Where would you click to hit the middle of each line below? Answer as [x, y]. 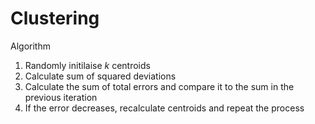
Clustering [55, 18]
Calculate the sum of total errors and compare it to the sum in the [159, 86]
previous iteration [61, 97]
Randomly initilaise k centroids [87, 65]
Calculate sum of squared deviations [100, 76]
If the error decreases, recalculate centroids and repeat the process [164, 108]
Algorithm [30, 46]
